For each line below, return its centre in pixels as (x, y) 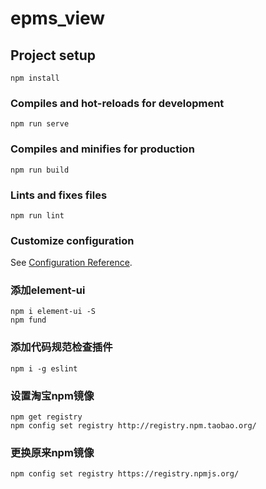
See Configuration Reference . (71, 263)
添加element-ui (48, 290)
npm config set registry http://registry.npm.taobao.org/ (133, 426)
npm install (35, 78)
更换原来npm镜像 (52, 452)
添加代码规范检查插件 (61, 347)
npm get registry (46, 417)
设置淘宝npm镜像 (52, 395)
